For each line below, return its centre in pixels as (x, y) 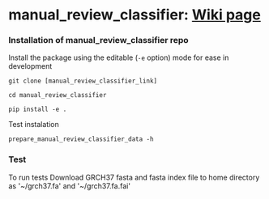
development (30, 66)
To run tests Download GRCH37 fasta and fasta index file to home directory (134, 177)
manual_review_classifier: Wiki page (134, 15)
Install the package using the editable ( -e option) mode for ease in (119, 57)
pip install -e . (38, 110)
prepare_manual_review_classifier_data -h (81, 139)
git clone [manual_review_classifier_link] (83, 81)
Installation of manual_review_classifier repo (98, 40)
